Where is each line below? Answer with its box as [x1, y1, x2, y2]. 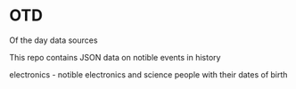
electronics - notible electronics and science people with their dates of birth [9, 69, 288, 80]
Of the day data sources [9, 35, 98, 45]
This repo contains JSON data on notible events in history [9, 52, 221, 62]
